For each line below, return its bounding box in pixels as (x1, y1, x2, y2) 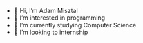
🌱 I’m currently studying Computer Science (13, 21, 137, 29)
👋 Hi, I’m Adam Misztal (13, 7, 78, 14)
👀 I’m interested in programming (13, 14, 106, 22)
